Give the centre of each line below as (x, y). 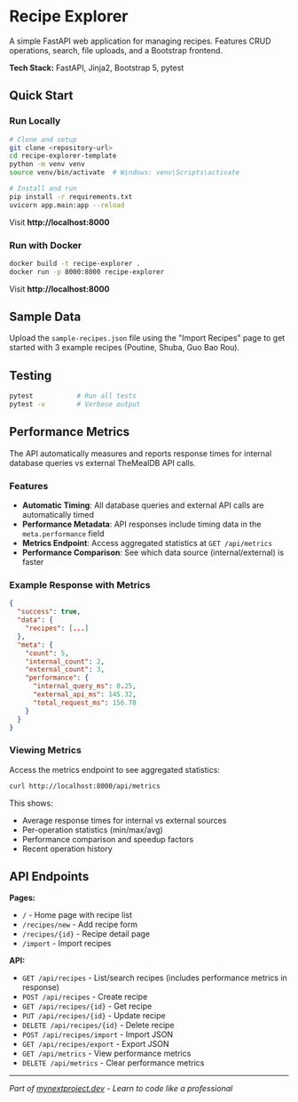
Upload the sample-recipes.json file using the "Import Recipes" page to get (147, 338)
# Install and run (43, 189)
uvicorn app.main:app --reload (67, 205)
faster (33, 562)
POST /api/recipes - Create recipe (85, 997)
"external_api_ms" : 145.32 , (85, 695)
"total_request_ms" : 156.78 (85, 703)
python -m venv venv (47, 165)
